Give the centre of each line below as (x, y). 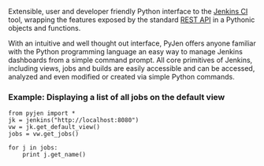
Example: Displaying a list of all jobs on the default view (117, 97)
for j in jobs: (33, 148)
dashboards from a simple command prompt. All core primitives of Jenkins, (130, 60)
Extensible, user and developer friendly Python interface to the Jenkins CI (128, 11)
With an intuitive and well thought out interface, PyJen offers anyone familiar (132, 43)
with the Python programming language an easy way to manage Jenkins (125, 52)
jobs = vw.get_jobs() (44, 134)
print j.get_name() (54, 155)
